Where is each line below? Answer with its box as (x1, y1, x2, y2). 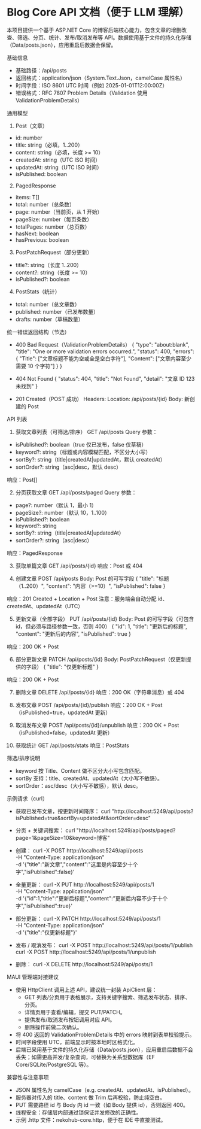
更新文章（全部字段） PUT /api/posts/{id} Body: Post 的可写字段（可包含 (15, 615, 194, 623)
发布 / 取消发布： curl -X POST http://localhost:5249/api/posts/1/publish (15, 941, 193, 949)
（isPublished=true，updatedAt (15, 709, 94, 716)
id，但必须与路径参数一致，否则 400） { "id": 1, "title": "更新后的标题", (15, 623, 187, 630)
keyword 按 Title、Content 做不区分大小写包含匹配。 (15, 767, 145, 774)
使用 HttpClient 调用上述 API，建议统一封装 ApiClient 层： (15, 986, 157, 993)
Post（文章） (15, 122, 48, 129)
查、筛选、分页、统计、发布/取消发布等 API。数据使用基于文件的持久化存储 (7, 34, 192, 41)
